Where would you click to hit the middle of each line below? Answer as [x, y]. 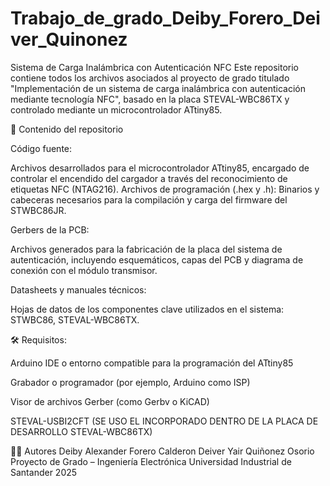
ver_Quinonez [69, 39]
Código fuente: [41, 148]
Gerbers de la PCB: [50, 229]
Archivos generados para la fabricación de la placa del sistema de [146, 249]
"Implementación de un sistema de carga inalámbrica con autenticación [158, 88]
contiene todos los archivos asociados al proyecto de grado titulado [150, 78]
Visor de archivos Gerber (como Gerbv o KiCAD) [110, 401]
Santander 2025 [44, 472]
